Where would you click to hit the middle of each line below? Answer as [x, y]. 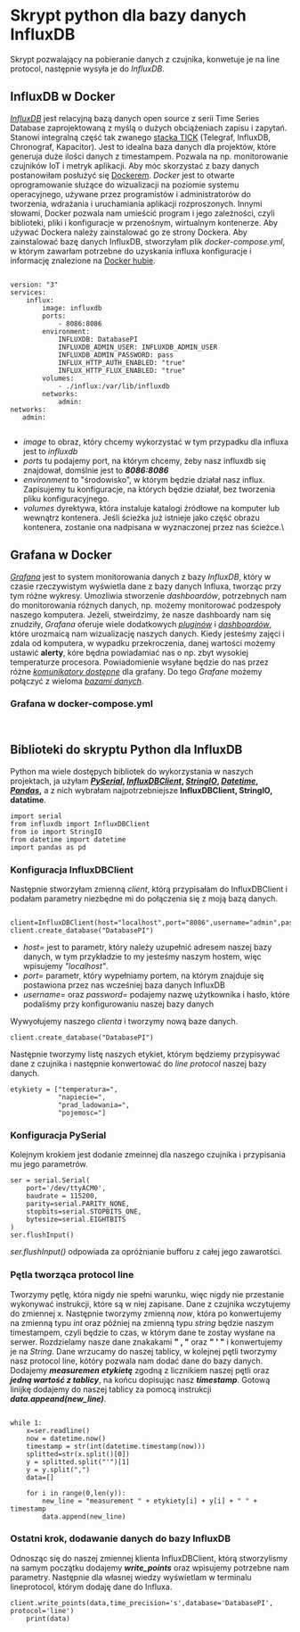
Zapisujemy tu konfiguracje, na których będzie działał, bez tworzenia [149, 489]
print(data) [48, 1619]
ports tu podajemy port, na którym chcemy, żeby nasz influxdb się [144, 460]
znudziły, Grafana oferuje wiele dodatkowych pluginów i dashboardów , [141, 624]
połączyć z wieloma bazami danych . [77, 681]
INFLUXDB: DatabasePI [98, 339]
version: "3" [34, 285]
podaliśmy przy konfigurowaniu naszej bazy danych [118, 1004]
